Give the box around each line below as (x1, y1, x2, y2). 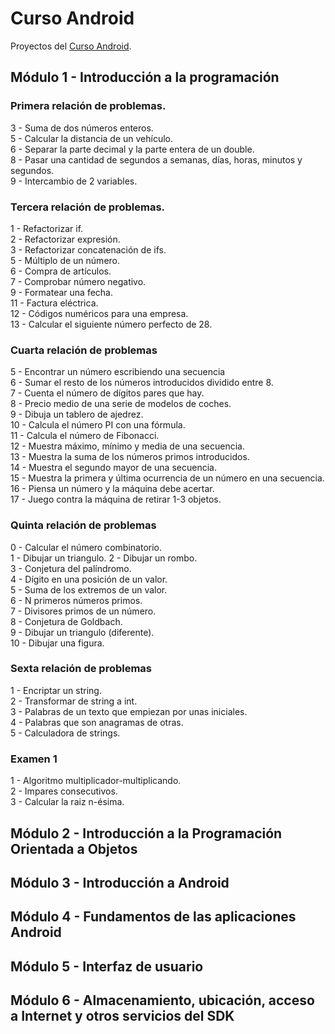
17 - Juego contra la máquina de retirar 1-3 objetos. (10, 493, 222, 506)
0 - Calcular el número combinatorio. (10, 541, 163, 553)
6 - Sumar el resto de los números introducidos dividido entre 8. (10, 377, 274, 389)
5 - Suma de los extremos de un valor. (10, 583, 168, 596)
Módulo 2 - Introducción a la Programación (10, 825, 283, 842)
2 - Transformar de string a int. (10, 695, 138, 707)
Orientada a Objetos (10, 840, 138, 857)
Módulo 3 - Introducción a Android (10, 874, 230, 891)
